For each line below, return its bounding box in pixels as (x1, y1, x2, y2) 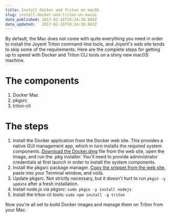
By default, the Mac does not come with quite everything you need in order (5, 36, 163, 42)
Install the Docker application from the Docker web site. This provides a (12, 138, 163, 144)
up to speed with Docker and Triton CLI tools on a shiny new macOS (5, 52, 149, 58)
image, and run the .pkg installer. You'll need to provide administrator (12, 154, 158, 160)
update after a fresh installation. (12, 181, 79, 187)
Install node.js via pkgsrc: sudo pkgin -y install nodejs (12, 186, 132, 193)
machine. (5, 57, 25, 64)
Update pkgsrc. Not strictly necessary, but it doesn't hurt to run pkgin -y (12, 175, 166, 181)
